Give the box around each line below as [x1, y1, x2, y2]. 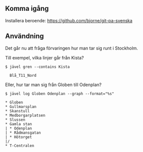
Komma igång [5, 4, 49, 13]
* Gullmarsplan [5, 104, 37, 109]
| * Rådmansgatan [5, 130, 41, 135]
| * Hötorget [5, 134, 32, 140]
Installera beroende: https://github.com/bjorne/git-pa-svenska [5, 17, 133, 23]
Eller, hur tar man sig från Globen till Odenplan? [5, 82, 102, 88]
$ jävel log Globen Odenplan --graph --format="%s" [5, 91, 114, 96]
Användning [5, 32, 44, 41]
